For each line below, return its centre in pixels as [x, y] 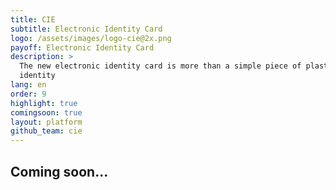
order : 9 [28, 94]
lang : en [28, 85]
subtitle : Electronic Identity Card [86, 29]
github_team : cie [46, 131]
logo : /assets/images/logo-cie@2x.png [91, 38]
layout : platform [46, 122]
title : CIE [33, 19]
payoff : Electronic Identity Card [82, 47]
